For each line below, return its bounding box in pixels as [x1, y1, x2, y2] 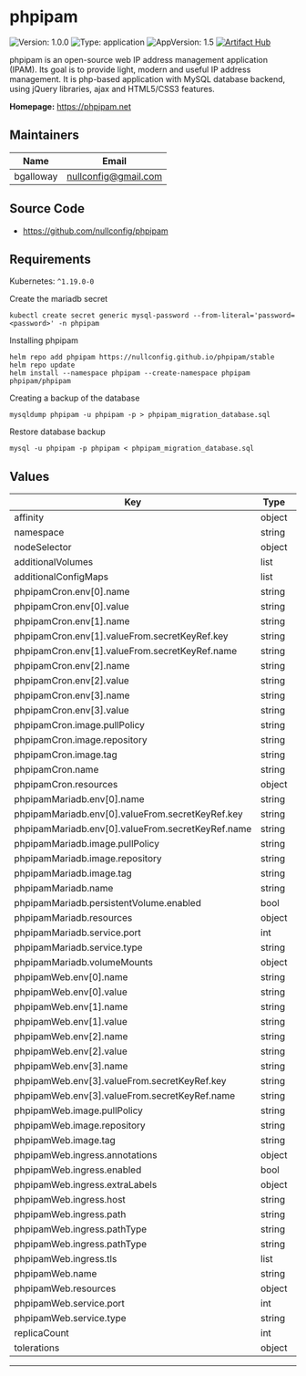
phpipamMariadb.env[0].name [14, 793, 145, 806]
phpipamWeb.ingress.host [14, 1194, 126, 1206]
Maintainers [9, 128, 80, 143]
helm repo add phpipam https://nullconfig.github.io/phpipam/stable [9, 353, 275, 362]
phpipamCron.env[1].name [14, 615, 130, 628]
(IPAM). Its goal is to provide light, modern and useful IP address [9, 64, 251, 75]
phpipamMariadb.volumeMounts [14, 956, 153, 969]
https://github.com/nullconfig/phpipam [22, 225, 168, 236]
